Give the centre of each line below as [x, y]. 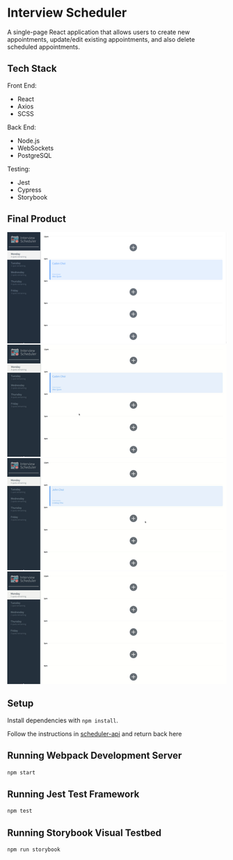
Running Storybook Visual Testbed [85, 833]
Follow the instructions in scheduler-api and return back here [95, 733]
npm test [20, 811]
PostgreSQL [34, 155]
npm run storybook [34, 850]
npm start [22, 772]
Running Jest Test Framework [73, 794]
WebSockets [35, 148]
